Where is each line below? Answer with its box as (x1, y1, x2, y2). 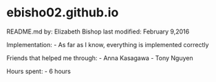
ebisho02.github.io (6, 5, 119, 20)
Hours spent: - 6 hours (6, 67, 72, 75)
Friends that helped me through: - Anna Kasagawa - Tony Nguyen (6, 53, 193, 62)
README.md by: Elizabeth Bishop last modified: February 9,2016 (6, 27, 190, 36)
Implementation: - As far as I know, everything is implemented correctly (6, 40, 209, 49)
